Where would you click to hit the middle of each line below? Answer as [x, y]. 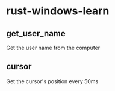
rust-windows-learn [58, 11]
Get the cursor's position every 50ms [52, 81]
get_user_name [36, 33]
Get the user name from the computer [53, 48]
